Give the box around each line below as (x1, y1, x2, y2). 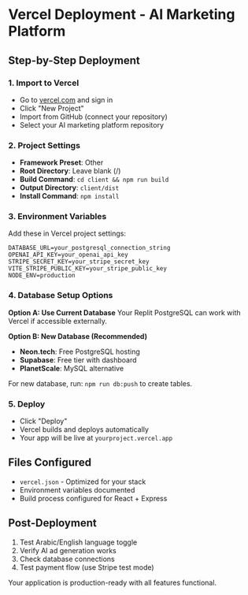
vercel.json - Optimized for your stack (19, 477, 146, 486)
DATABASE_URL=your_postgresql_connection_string (8, 244, 171, 252)
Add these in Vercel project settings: (8, 229, 126, 238)
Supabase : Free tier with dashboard (19, 355, 137, 364)
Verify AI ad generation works (19, 545, 117, 555)
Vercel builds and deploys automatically (19, 425, 150, 434)
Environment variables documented (19, 485, 135, 494)
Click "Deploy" (19, 416, 68, 426)
